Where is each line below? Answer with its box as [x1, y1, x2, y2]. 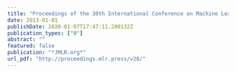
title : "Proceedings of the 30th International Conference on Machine [7, 10, 218, 17]
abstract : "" [7, 36, 46, 43]
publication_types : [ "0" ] [7, 29, 83, 37]
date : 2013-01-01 [7, 17, 58, 24]
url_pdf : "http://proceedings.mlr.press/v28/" [7, 56, 146, 63]
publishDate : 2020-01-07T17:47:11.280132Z [7, 23, 133, 30]
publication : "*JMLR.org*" [7, 49, 86, 56]
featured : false [7, 42, 55, 49]
